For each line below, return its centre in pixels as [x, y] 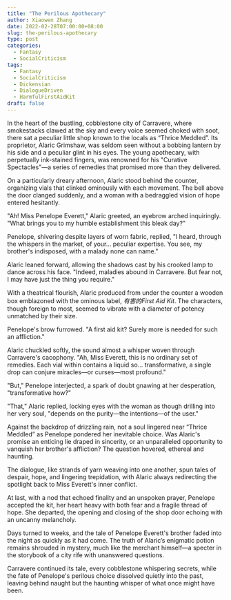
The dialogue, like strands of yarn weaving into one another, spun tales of [112, 470]
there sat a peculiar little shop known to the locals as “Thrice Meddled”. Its [113, 137]
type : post [23, 39]
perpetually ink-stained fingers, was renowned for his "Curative [97, 159]
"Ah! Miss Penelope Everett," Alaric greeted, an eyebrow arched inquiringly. [114, 215]
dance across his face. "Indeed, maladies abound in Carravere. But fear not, [115, 272]
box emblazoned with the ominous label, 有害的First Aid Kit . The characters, [115, 300]
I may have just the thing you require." [61, 279]
